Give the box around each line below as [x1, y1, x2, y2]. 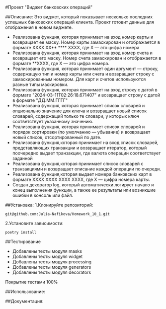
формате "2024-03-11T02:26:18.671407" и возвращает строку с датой [12, 92, 161, 98]
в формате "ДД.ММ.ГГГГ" [12, 97, 68, 103]
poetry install [5, 230, 37, 235]
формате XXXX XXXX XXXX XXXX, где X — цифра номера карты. [12, 176, 150, 182]
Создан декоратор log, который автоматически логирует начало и [12, 182, 154, 188]
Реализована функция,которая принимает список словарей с [12, 161, 144, 166]
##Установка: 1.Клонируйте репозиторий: [5, 202, 93, 208]
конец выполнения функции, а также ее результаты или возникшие [12, 187, 156, 193]
